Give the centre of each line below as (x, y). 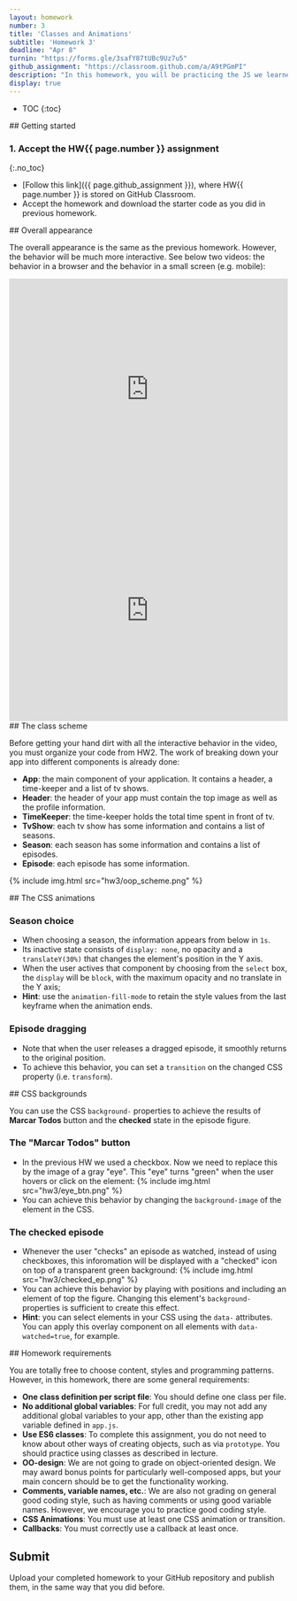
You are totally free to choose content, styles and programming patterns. (142, 1370)
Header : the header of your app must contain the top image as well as (150, 797)
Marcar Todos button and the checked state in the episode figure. (130, 1120)
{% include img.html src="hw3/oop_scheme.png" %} (106, 881)
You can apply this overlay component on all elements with (129, 1327)
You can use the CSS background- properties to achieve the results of (135, 1111)
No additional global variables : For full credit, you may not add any (145, 1406)
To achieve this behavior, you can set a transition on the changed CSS (152, 1066)
